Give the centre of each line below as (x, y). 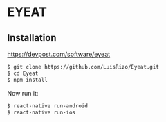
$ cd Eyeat (23, 73)
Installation (32, 38)
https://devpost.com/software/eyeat (59, 54)
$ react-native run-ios (41, 112)
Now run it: (23, 93)
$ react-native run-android (48, 106)
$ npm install (28, 80)
